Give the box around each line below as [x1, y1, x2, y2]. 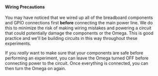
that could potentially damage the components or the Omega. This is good [5, 30, 154, 36]
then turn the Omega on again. [5, 66, 66, 72]
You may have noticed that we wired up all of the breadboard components [5, 15, 153, 20]
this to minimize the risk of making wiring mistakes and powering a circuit [5, 25, 152, 31]
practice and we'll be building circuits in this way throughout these [5, 36, 138, 41]
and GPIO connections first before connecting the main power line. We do [5, 20, 153, 26]
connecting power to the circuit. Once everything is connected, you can [5, 60, 149, 66]
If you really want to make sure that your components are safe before [5, 50, 143, 56]
